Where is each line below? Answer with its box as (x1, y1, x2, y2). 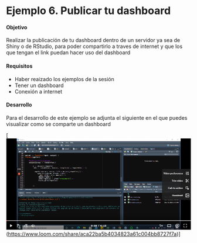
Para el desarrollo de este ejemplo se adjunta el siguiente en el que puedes (6, 114, 188, 121)
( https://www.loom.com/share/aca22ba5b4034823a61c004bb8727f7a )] (6, 230, 181, 237)
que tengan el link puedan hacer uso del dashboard (6, 49, 131, 56)
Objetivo (6, 23, 28, 30)
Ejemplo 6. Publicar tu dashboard (6, 4, 171, 18)
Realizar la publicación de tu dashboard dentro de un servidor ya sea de (6, 37, 181, 44)
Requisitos (6, 63, 33, 70)
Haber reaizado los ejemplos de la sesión (14, 75, 114, 82)
